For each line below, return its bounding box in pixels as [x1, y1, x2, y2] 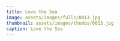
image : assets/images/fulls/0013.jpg [6, 14, 101, 20]
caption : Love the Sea [6, 25, 63, 32]
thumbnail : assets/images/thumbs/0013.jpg [6, 20, 114, 26]
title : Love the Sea [6, 8, 58, 15]
